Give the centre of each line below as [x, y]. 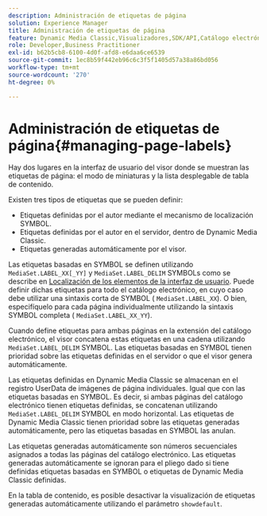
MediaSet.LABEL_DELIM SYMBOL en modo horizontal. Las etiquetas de [121, 414]
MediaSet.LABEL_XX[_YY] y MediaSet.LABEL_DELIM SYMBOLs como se [120, 273]
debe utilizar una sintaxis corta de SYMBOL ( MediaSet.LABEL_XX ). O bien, [128, 299]
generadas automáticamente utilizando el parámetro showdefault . [115, 504]
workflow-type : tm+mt [44, 68]
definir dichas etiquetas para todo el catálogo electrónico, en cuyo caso [126, 290]
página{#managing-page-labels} [120, 145]
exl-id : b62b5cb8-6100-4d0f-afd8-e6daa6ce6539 [87, 53]
